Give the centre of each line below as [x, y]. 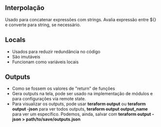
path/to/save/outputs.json [53, 119]
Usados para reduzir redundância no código [56, 51]
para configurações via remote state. [49, 99]
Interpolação [25, 8]
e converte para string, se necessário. [43, 25]
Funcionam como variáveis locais [45, 62]
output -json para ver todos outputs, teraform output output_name [80, 109]
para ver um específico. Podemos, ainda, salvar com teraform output [81, 114]
